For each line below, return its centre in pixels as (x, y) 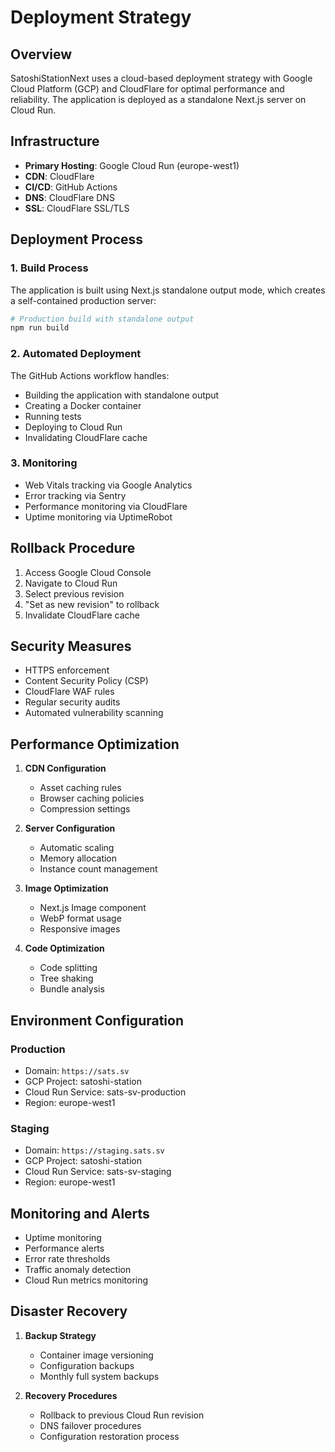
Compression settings (85, 809)
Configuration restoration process (109, 1436)
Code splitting (68, 968)
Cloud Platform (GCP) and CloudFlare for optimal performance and (147, 89)
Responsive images (80, 929)
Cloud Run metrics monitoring (86, 1280)
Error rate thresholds (67, 1259)
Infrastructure (55, 141)
